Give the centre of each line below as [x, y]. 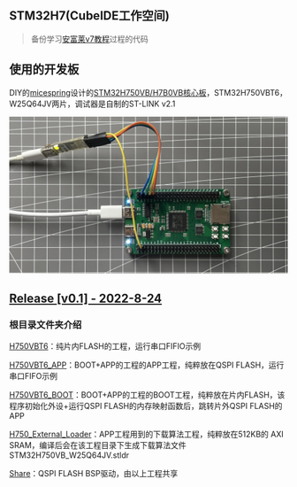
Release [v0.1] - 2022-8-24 [85, 298]
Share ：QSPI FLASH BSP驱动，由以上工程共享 [94, 473]
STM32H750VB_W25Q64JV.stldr [69, 455]
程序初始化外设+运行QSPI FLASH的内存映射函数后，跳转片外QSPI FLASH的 [146, 406]
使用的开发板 [44, 70]
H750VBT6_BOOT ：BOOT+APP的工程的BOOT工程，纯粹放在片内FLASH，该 [147, 394]
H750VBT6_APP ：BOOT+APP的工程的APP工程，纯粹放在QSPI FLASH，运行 [147, 365]
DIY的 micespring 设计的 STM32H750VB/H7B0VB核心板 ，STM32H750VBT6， [148, 92]
